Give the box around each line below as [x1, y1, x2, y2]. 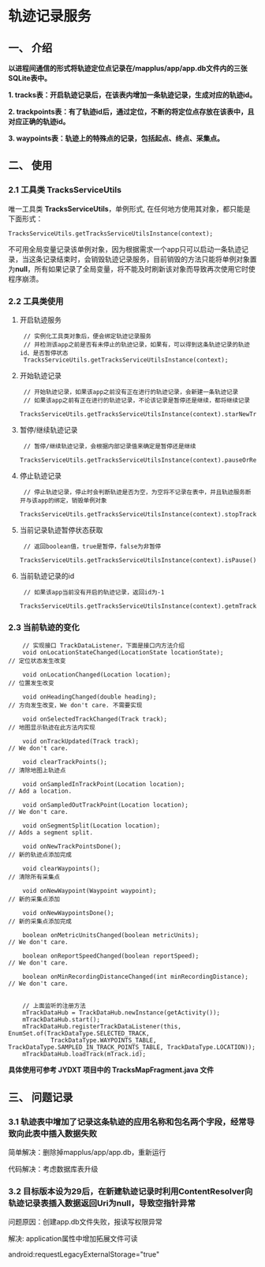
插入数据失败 [48, 1128, 97, 1139]
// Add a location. [8, 787, 73, 796]
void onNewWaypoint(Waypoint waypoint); [22, 887, 157, 895]
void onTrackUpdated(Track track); [22, 737, 140, 746]
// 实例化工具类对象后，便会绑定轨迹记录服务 [23, 332, 152, 340]
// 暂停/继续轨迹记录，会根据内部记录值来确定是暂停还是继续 [23, 442, 196, 450]
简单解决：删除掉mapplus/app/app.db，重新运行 [8, 1147, 166, 1156]
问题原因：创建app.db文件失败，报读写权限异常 [8, 1217, 163, 1227]
